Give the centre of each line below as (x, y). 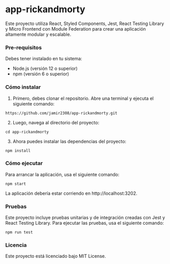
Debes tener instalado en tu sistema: (44, 59)
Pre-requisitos (23, 47)
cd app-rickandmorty (27, 132)
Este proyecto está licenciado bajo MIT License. (56, 256)
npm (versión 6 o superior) (41, 74)
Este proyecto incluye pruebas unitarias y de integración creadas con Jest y (85, 218)
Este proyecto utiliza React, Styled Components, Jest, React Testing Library (85, 23)
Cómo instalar (23, 87)
